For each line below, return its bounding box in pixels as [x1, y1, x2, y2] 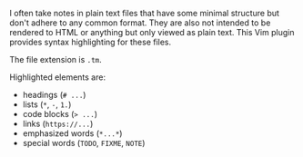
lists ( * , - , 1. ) [22, 99, 72, 110]
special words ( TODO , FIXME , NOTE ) [22, 138, 146, 148]
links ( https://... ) [22, 118, 94, 129]
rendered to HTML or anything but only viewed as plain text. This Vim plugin [9, 27, 295, 37]
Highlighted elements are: [9, 72, 106, 83]
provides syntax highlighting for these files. [9, 36, 172, 47]
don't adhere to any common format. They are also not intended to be [9, 17, 271, 28]
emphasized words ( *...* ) [22, 128, 123, 139]
